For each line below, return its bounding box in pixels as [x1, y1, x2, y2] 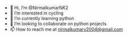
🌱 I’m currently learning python [10, 15, 74, 21]
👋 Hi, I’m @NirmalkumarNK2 [10, 5, 69, 10]
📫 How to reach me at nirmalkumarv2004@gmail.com [10, 26, 123, 32]
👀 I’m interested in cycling [10, 10, 64, 16]
